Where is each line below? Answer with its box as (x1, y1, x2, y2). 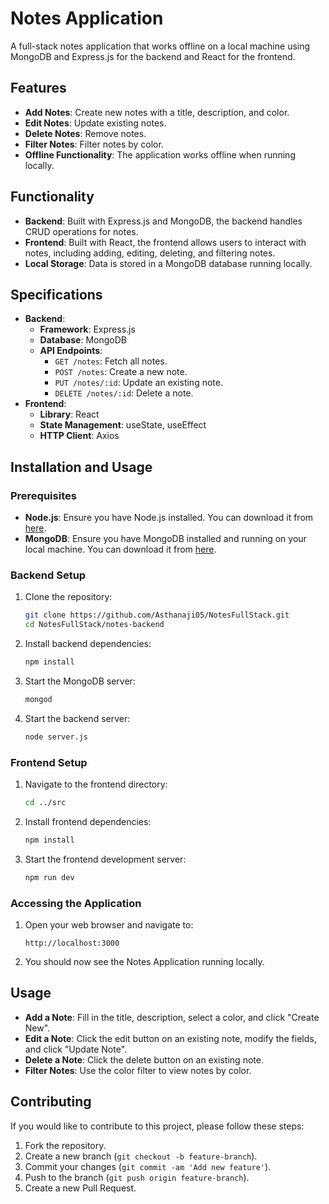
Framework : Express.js (39, 323, 136, 336)
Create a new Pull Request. (24, 1182, 137, 1194)
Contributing (10, 1093, 92, 1111)
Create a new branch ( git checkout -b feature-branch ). (24, 1150, 258, 1162)
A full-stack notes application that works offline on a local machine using (10, 40, 311, 52)
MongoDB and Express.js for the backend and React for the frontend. (10, 50, 296, 62)
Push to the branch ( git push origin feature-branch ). (24, 1171, 250, 1183)
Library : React (39, 408, 100, 421)
